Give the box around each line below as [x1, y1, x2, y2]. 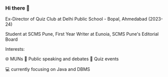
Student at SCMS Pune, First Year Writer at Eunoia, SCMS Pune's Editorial [5, 31, 159, 37]
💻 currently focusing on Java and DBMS [5, 66, 90, 72]
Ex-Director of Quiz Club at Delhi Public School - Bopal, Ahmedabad [5, 16, 148, 22]
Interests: [5, 46, 25, 52]
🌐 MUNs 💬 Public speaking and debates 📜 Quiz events [5, 56, 119, 62]
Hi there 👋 [5, 5, 30, 12]
